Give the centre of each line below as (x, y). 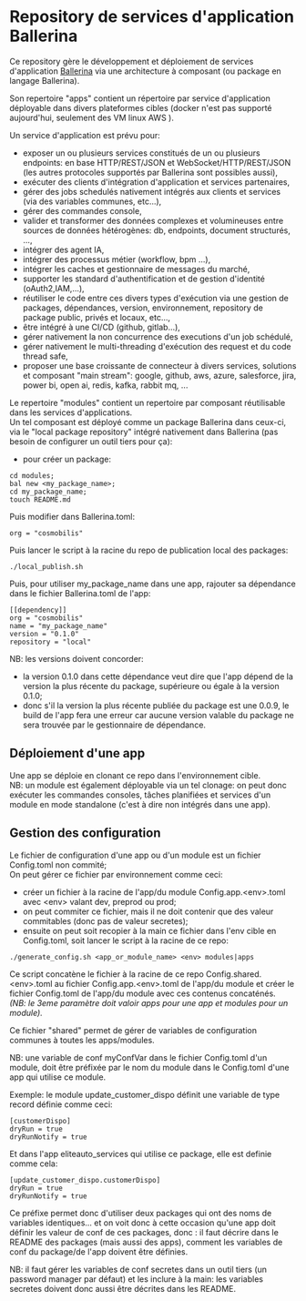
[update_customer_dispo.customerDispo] (85, 1180)
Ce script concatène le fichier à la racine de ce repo (107, 974)
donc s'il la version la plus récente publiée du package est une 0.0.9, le (156, 705)
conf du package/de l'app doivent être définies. (99, 1251)
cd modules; (32, 475)
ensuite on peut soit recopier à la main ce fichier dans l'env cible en (149, 930)
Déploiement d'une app (77, 753)
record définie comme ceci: (61, 1104)
